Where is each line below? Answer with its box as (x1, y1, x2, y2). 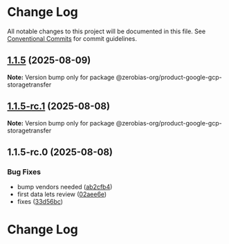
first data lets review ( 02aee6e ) (17, 190, 107, 198)
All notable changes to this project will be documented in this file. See (7, 27, 206, 35)
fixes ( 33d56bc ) (17, 198, 64, 206)
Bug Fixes (7, 167, 42, 177)
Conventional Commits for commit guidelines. (7, 34, 137, 42)
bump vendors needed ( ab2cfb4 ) (17, 183, 113, 191)
